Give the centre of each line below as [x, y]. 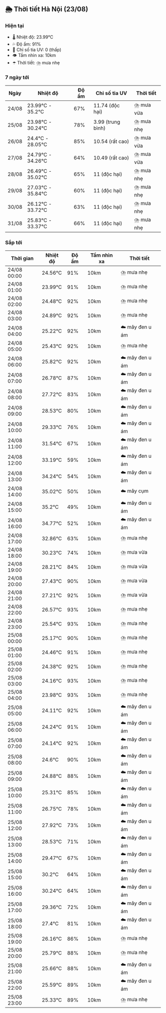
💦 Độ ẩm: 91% [26, 44]
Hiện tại [15, 26]
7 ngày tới [17, 77]
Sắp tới [14, 242]
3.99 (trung [107, 122]
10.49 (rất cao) [111, 158]
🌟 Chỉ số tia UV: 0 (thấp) [37, 49]
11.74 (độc [107, 105]
